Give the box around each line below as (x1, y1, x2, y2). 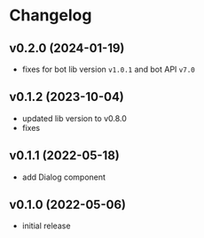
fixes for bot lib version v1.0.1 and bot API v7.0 (21, 64, 195, 74)
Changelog (9, 5, 92, 26)
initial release (21, 220, 71, 231)
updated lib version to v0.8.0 (21, 112, 127, 124)
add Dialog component (21, 172, 106, 182)
